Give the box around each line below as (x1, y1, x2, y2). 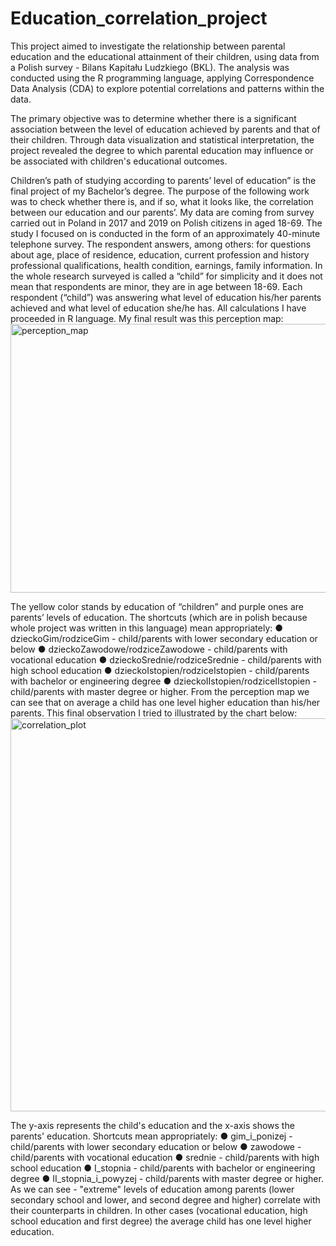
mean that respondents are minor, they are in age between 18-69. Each (10, 280, 303, 292)
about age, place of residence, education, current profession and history (10, 248, 310, 261)
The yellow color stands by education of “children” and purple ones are (10, 600, 304, 612)
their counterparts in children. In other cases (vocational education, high (10, 1204, 308, 1216)
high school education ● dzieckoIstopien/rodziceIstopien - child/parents (10, 664, 310, 676)
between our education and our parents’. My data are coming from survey (10, 206, 315, 218)
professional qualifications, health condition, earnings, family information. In (10, 259, 323, 271)
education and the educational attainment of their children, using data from (10, 50, 320, 62)
